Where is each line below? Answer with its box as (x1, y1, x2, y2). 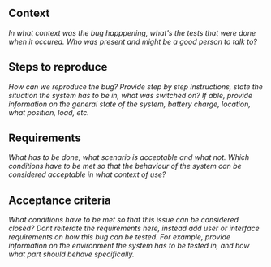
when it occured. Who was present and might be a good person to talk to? (8, 37, 257, 46)
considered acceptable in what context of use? (8, 170, 166, 179)
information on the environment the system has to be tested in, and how (8, 241, 250, 251)
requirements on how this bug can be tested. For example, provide (8, 232, 231, 242)
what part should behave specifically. (8, 249, 135, 259)
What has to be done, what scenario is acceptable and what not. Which (8, 153, 250, 162)
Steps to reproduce (8, 60, 108, 74)
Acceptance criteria (8, 193, 111, 207)
